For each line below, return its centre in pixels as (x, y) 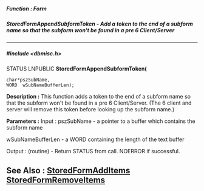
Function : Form (26, 9)
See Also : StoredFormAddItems (68, 170)
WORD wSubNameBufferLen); (40, 85)
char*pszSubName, (28, 80)
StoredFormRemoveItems (56, 180)
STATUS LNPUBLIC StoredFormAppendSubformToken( (76, 69)
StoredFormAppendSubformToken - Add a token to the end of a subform (100, 24)
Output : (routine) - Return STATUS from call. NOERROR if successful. (93, 151)
